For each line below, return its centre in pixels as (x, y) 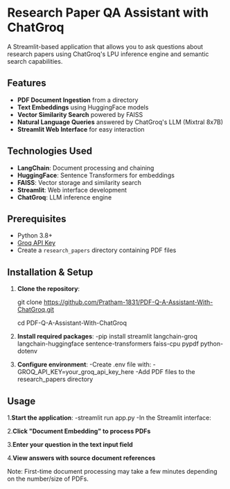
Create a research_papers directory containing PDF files (97, 250)
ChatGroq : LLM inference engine (64, 197)
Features (27, 83)
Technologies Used (50, 151)
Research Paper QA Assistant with (108, 13)
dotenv (27, 351)
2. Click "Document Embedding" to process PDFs (79, 431)
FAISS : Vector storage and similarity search (79, 182)
